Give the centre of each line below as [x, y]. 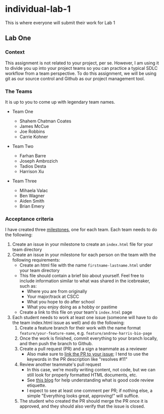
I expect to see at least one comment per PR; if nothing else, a [90, 391]
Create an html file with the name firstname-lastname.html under [85, 265]
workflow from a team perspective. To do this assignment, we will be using [81, 73]
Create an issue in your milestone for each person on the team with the [84, 255]
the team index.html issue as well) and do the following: [68, 323]
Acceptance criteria [29, 219]
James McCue [34, 126]
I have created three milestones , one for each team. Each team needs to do [81, 230]
